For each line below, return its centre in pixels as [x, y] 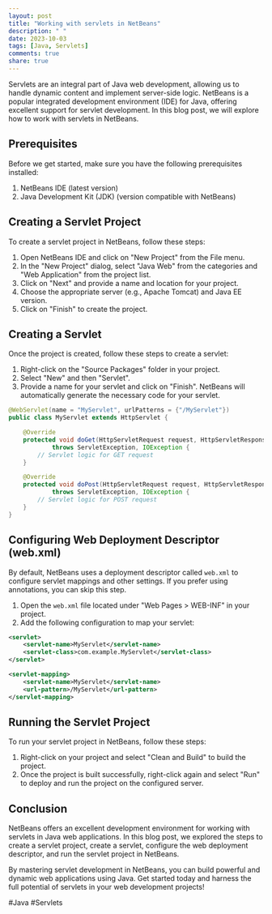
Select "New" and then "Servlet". [75, 378]
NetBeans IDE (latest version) [69, 188]
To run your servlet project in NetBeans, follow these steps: [107, 741]
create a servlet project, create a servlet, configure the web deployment [128, 846]
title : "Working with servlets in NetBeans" [85, 23]
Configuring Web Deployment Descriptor [114, 540]
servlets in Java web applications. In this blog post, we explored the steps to [136, 837]
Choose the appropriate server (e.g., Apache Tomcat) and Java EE [131, 292]
